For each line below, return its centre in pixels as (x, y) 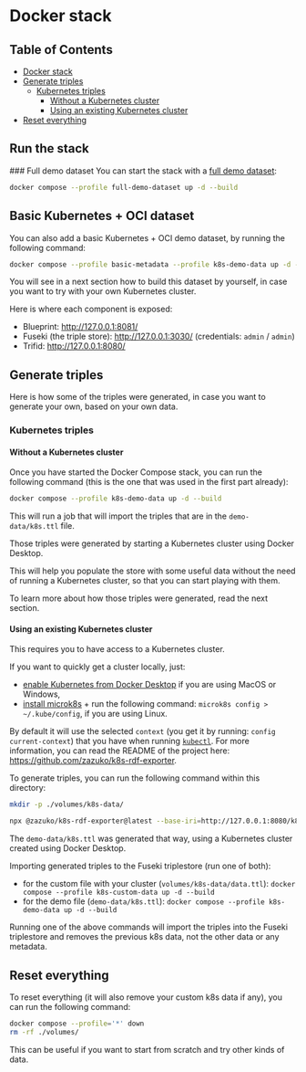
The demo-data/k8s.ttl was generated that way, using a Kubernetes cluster (151, 839)
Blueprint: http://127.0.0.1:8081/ (80, 327)
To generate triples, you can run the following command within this (135, 778)
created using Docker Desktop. (68, 848)
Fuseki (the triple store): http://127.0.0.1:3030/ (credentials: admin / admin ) (159, 336)
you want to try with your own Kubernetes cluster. (103, 291)
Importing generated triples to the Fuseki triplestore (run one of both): (140, 866)
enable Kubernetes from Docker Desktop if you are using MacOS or (149, 685)
